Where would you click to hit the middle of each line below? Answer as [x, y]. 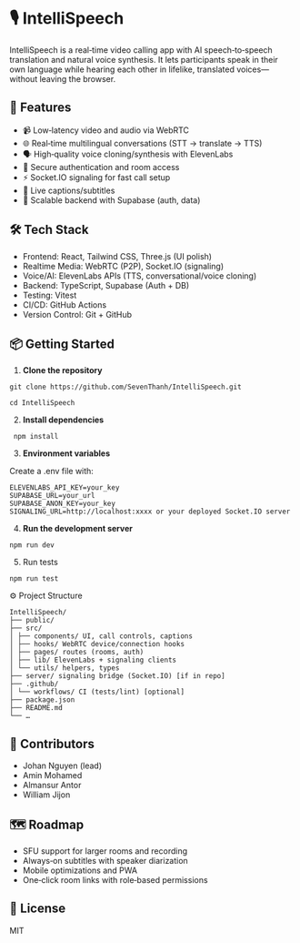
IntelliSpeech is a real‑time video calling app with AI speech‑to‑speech [141, 50]
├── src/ [26, 629]
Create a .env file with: [51, 471]
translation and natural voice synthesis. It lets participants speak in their [144, 59]
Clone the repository [62, 370]
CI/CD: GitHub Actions [65, 304]
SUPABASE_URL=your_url [52, 496]
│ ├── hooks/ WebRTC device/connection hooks [97, 644]
